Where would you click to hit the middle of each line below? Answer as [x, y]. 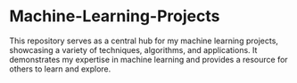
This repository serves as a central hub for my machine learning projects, [144, 41]
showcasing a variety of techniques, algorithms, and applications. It [133, 49]
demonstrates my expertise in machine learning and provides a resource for [148, 59]
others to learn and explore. [60, 69]
